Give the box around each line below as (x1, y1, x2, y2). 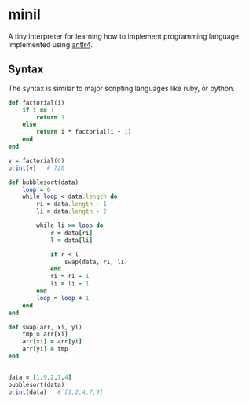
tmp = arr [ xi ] (22, 330, 68, 339)
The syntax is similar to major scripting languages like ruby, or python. (8, 83, 236, 93)
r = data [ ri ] (49, 229, 93, 237)
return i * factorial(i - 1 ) (36, 128, 132, 136)
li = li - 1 (49, 280, 90, 288)
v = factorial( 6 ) (8, 156, 65, 164)
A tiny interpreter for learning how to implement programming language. (8, 31, 241, 41)
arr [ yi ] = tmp (22, 345, 68, 353)
